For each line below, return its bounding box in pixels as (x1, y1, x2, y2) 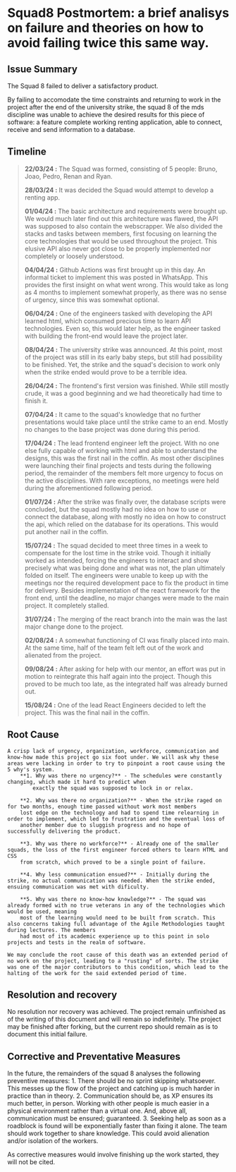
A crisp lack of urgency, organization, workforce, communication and (7, 747, 219, 754)
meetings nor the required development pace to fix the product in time (24, 579, 229, 587)
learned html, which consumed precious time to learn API (24, 316, 192, 325)
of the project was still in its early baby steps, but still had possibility (24, 353, 223, 361)
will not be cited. (7, 1158, 56, 1166)
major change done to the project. (24, 622, 124, 631)
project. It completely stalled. (24, 601, 109, 610)
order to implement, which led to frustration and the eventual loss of (7, 815, 225, 823)
